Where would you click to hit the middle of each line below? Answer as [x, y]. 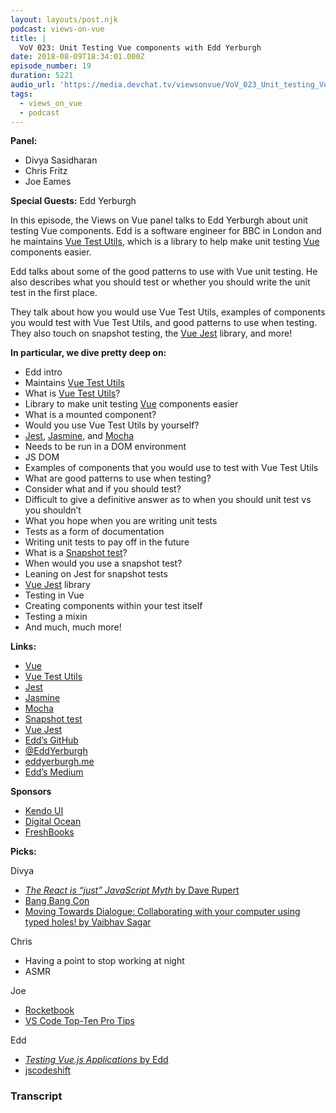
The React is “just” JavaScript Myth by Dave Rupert [132, 890]
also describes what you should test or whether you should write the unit [160, 282]
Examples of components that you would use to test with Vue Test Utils [171, 468]
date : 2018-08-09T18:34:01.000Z [77, 57]
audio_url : [33, 85]
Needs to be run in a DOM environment [105, 447]
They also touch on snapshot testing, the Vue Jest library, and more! [151, 333]
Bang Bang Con [57, 901]
